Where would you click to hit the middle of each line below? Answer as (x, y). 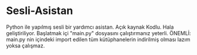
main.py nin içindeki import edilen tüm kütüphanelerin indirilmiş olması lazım (98, 39)
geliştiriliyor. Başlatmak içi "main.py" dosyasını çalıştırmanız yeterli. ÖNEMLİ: (98, 33)
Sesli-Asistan (40, 11)
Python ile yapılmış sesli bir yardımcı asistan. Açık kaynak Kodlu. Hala (90, 27)
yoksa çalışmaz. (26, 46)
